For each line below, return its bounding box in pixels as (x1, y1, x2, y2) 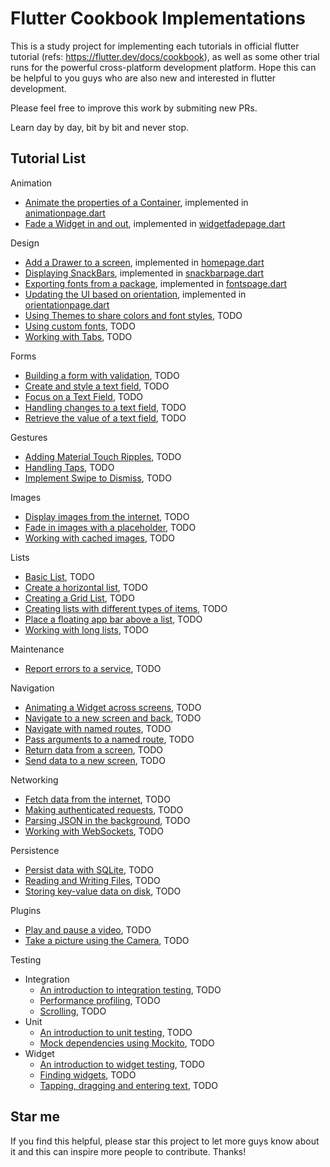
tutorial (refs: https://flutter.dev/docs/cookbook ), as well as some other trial (10, 50, 320, 62)
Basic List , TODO (24, 570, 95, 582)
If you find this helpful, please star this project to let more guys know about (10, 1135, 320, 1147)
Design (10, 237, 40, 249)
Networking (10, 773, 59, 786)
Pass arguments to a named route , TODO (24, 733, 195, 745)
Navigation (10, 682, 55, 694)
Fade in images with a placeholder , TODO (24, 521, 197, 533)
